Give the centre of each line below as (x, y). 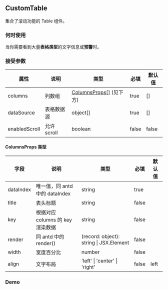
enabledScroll (24, 129)
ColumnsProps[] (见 (95, 92)
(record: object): (100, 236)
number (90, 252)
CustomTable (26, 8)
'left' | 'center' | (99, 260)
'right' (88, 267)
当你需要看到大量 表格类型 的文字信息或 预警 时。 (53, 47)
